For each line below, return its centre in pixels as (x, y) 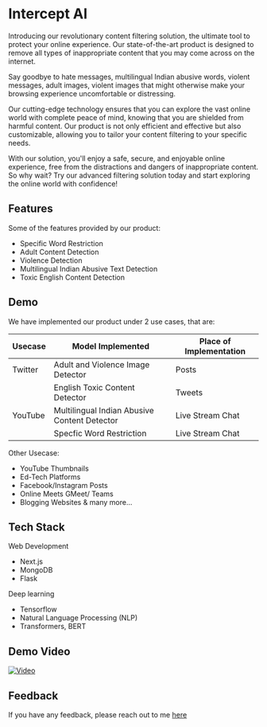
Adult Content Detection (59, 252)
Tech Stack (37, 527)
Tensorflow (38, 609)
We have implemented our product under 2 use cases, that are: (112, 321)
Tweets (189, 393)
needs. (19, 143)
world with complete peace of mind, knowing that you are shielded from (126, 117)
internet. (22, 61)
